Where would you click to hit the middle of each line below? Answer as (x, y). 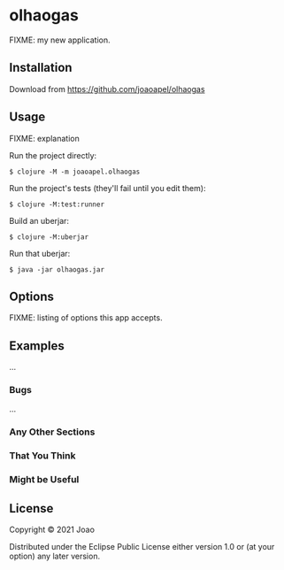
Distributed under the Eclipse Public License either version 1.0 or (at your (142, 547)
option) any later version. (54, 556)
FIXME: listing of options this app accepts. (86, 318)
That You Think (42, 456)
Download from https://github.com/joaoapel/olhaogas (107, 89)
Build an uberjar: (39, 220)
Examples (37, 346)
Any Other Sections (52, 432)
